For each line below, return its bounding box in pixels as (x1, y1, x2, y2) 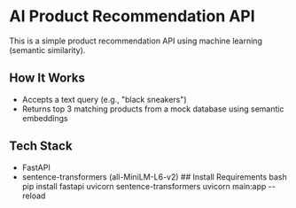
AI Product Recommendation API (9, 6, 255, 27)
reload (21, 190, 46, 201)
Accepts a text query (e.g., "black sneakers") (21, 94, 188, 104)
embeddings (21, 112, 68, 123)
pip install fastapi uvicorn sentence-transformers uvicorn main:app (21, 181, 267, 191)
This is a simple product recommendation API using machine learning (9, 35, 263, 46)
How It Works (9, 71, 86, 86)
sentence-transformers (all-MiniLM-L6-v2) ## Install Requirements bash (21, 171, 287, 182)
